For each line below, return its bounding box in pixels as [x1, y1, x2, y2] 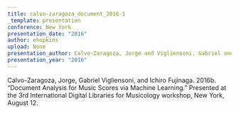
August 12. [7, 98, 38, 107]
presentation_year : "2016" [7, 57, 87, 64]
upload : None [7, 43, 46, 50]
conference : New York [7, 23, 72, 30]
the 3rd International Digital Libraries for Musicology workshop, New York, [7, 91, 225, 99]
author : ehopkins [7, 37, 59, 44]
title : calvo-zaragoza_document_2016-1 [7, 10, 126, 18]
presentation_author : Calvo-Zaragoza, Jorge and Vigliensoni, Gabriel [7, 50, 221, 57]
